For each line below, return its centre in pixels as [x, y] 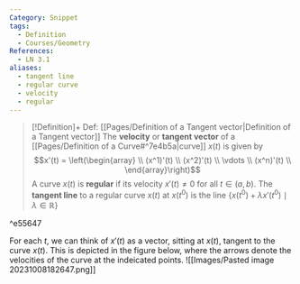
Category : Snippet [44, 18]
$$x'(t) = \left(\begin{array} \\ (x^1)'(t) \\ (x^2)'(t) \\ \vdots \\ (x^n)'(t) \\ [163, 160]
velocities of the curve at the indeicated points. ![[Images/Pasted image [142, 260]
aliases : [26, 69]
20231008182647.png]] [53, 270]
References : [32, 51]
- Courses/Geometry [54, 43]
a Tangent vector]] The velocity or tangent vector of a [133, 137]
